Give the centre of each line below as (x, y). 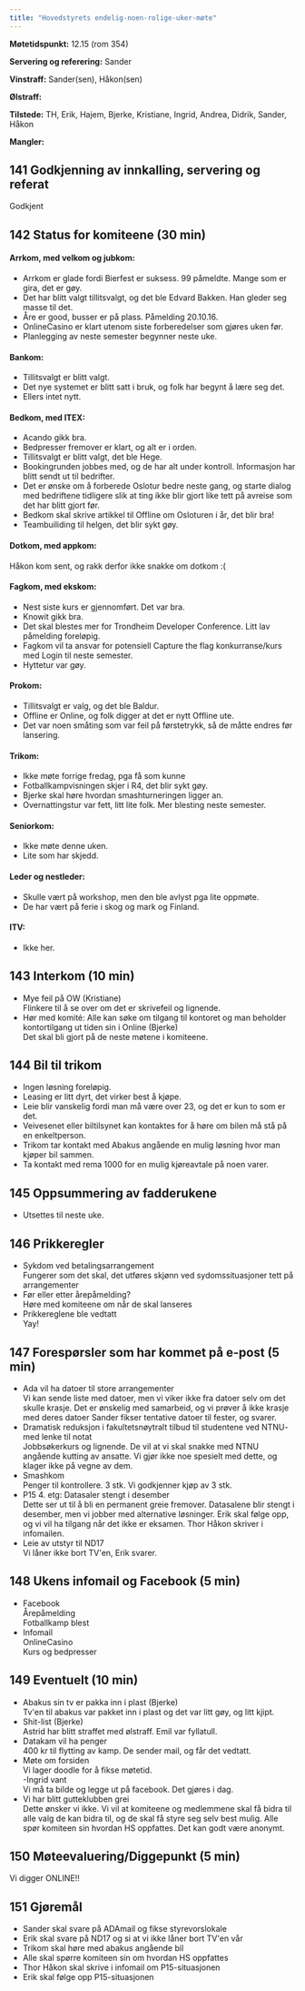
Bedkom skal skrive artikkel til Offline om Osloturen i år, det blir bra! (148, 515)
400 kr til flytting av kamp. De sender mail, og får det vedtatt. (137, 1750)
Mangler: (27, 141)
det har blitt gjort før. (61, 505)
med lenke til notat (57, 1436)
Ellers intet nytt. (52, 397)
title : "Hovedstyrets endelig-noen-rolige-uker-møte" (113, 18)
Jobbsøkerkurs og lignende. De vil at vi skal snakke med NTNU (141, 1446)
